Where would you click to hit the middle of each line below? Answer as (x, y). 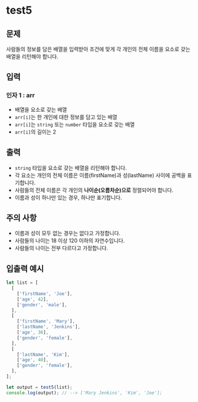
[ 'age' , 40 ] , (33, 360)
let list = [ (22, 283)
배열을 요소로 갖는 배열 (41, 109)
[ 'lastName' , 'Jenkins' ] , (49, 327)
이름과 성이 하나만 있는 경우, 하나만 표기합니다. (68, 197)
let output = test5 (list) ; (39, 387)
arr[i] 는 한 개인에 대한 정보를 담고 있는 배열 (66, 117)
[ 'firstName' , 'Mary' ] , (46, 321)
